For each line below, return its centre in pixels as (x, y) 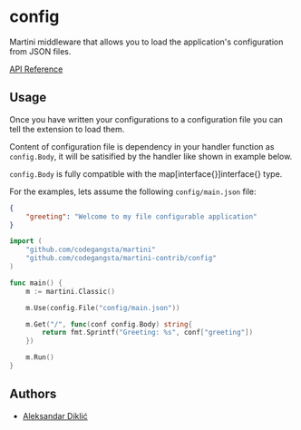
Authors (33, 394)
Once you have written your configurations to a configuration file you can (146, 119)
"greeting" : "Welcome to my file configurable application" (141, 216)
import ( (26, 241)
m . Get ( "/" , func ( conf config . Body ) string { (109, 324)
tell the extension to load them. (67, 129)
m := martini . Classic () (71, 291)
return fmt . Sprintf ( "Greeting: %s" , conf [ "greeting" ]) (148, 333)
